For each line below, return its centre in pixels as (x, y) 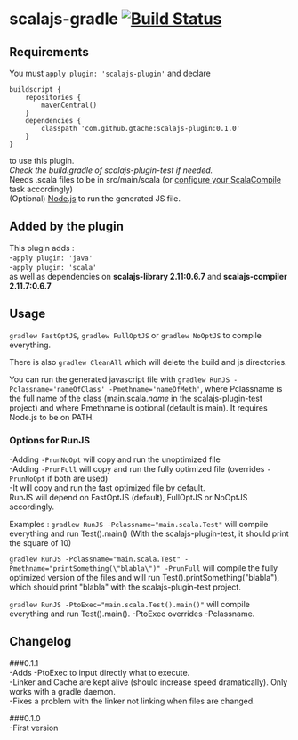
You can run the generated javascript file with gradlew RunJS (120, 379)
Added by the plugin (67, 227)
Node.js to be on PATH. (52, 417)
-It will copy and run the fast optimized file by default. (108, 488)
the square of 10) (40, 542)
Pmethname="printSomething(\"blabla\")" (85, 569)
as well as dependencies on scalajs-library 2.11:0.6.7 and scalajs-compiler (148, 276)
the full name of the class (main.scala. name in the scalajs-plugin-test (136, 398)
